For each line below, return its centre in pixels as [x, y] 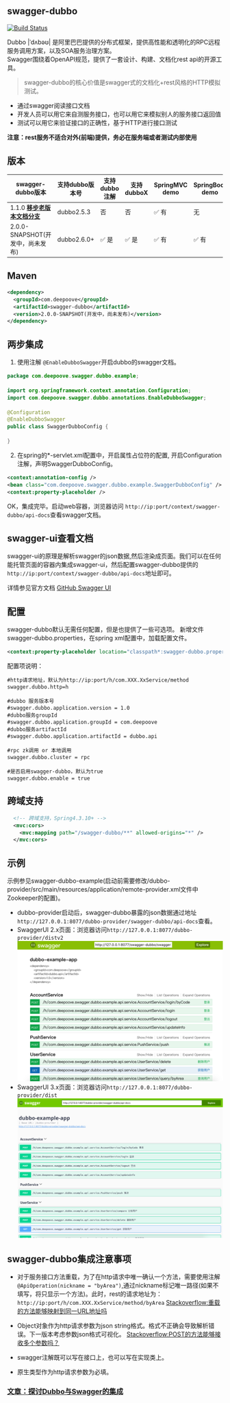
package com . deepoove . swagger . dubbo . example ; [73, 376]
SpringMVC [171, 185]
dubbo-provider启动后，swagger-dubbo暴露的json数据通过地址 [107, 913]
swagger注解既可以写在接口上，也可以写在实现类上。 [92, 1358]
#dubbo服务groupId [32, 715]
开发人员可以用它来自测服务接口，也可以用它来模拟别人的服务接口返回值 [119, 114]
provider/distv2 [40, 938]
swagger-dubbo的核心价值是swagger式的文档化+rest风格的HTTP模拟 [122, 82]
